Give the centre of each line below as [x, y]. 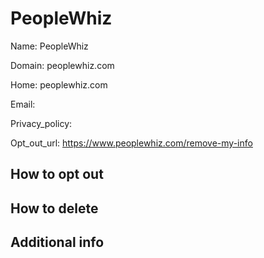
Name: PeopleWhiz [49, 46]
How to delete [54, 208]
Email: [23, 104]
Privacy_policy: [41, 123]
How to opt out [57, 174]
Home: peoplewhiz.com [59, 84]
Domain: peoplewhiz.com [62, 65]
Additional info [57, 242]
